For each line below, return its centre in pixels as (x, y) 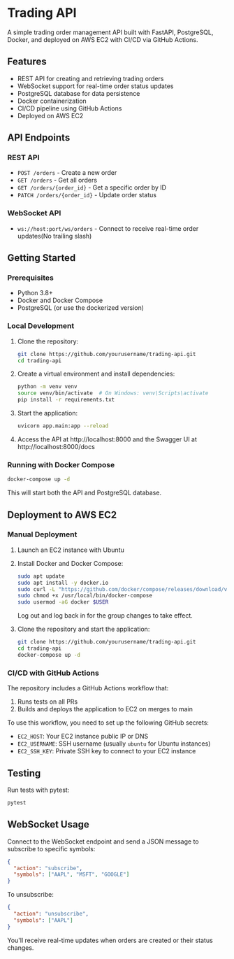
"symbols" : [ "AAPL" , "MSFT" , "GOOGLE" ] (72, 875)
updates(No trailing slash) (54, 236)
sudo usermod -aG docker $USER (63, 602)
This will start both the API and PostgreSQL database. (85, 493)
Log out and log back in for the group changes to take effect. (105, 616)
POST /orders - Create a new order (67, 173)
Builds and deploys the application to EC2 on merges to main (105, 709)
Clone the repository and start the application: (83, 629)
